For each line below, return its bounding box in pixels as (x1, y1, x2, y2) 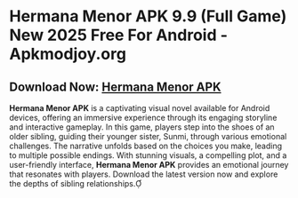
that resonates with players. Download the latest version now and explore (9, 169, 278, 179)
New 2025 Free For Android (9, 25, 217, 45)
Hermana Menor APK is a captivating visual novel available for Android (9, 103, 270, 113)
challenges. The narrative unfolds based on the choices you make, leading (9, 140, 283, 151)
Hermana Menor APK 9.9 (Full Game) (9, 6, 287, 27)
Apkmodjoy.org (9, 44, 127, 64)
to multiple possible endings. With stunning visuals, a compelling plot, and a (9, 150, 287, 161)
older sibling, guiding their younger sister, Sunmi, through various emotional (9, 131, 287, 141)
